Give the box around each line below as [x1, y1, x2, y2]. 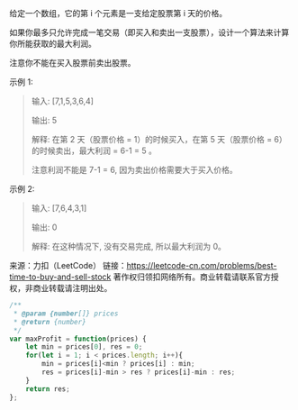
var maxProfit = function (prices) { [9, 334, 147, 343]
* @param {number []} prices [13, 309, 119, 318]
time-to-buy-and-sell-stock [9, 271, 112, 282]
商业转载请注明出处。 [32, 283, 113, 293]
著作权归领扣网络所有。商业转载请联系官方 [113, 271, 272, 282]
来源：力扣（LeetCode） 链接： [9, 260, 128, 270]
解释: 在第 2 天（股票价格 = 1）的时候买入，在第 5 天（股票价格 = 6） [31, 134, 288, 144]
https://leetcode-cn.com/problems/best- [126, 260, 277, 270]
